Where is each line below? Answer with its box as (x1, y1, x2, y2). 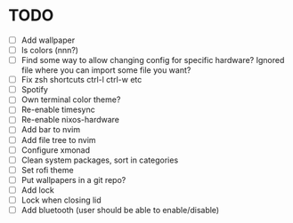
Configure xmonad (20, 144, 91, 155)
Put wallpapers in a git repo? (20, 174, 126, 185)
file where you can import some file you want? (20, 65, 191, 76)
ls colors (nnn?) (20, 45, 79, 55)
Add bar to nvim (20, 124, 81, 135)
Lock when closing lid (20, 195, 102, 205)
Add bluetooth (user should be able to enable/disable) (20, 204, 220, 215)
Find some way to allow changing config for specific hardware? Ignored (20, 55, 285, 66)
